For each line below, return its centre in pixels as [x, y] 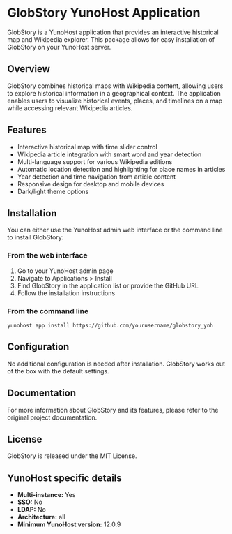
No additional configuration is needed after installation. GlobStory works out [116, 364]
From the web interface [48, 255]
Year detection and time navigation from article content [96, 177]
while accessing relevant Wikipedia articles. [70, 108]
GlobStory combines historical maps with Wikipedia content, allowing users [115, 86]
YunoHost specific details [64, 478]
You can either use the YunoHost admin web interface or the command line [115, 230]
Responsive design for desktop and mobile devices [91, 184]
